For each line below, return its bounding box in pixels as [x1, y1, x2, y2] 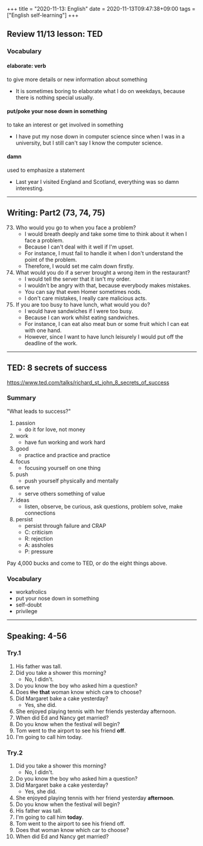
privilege [15, 608, 38, 615]
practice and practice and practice [24, 451, 111, 458]
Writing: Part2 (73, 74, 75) [7, 208, 105, 218]
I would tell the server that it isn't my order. [24, 275, 131, 282]
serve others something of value [24, 490, 105, 497]
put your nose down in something [15, 595, 99, 602]
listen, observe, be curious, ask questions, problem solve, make [24, 503, 183, 510]
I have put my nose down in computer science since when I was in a [15, 132, 186, 140]
